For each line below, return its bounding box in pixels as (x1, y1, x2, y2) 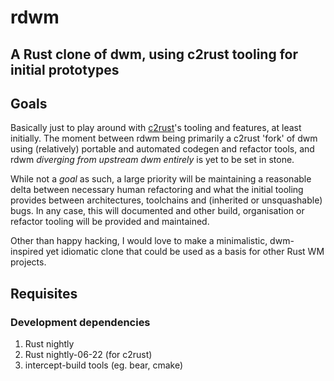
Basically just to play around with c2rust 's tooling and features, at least (10, 122, 302, 134)
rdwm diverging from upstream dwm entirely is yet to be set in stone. (10, 154, 295, 166)
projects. (10, 256, 47, 268)
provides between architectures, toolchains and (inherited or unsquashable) (10, 194, 323, 206)
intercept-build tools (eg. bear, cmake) (24, 359, 184, 371)
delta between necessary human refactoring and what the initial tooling (10, 184, 304, 196)
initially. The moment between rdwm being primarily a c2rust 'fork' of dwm (10, 132, 318, 145)
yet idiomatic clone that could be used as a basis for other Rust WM (45, 246, 325, 258)
